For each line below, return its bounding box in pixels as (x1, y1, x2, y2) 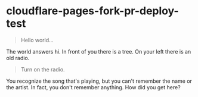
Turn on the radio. (20, 65, 65, 73)
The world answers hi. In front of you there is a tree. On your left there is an (6, 48, 191, 55)
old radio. (6, 54, 30, 61)
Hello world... (20, 36, 54, 43)
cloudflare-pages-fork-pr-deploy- (6, 4, 179, 18)
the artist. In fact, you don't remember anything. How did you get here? (6, 83, 181, 90)
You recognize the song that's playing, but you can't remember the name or (6, 77, 193, 85)
